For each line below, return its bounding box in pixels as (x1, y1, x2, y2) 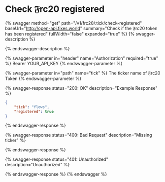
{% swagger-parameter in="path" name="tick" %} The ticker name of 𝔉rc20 (5, 70, 161, 76)
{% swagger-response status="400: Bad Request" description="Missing (5, 132, 152, 138)
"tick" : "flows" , (14, 105, 50, 109)
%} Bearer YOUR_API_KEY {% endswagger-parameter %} (5, 60, 123, 66)
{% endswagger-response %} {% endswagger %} (5, 171, 107, 177)
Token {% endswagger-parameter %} (5, 75, 82, 81)
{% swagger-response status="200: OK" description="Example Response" (5, 85, 158, 91)
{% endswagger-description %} (5, 45, 70, 51)
